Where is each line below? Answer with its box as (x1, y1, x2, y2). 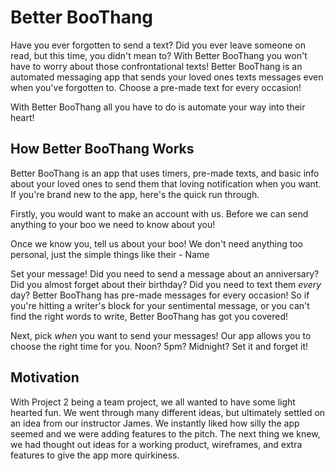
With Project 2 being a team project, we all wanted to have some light (10, 396, 296, 408)
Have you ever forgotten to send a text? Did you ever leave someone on (10, 39, 306, 51)
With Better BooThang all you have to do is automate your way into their (10, 101, 306, 113)
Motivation (10, 369, 80, 386)
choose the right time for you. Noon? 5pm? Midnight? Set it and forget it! (10, 340, 309, 352)
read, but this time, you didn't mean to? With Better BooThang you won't (10, 49, 308, 61)
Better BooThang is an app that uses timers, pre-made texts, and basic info (10, 167, 320, 179)
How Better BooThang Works (10, 141, 195, 158)
